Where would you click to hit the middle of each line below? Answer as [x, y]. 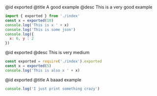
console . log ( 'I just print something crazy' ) [52, 89]
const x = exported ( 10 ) [29, 20]
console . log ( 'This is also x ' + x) [42, 70]
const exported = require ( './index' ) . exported [53, 61]
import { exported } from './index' [42, 16]
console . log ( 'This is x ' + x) [37, 25]
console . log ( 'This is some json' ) [40, 29]
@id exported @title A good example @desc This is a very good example [79, 7]
